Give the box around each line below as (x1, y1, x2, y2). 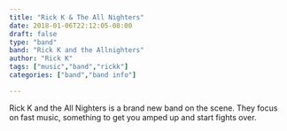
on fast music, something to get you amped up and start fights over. (9, 112, 257, 122)
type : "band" (9, 37, 58, 47)
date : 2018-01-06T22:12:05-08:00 (9, 21, 133, 30)
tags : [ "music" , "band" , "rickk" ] (9, 63, 128, 72)
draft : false (9, 29, 58, 38)
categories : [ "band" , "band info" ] (9, 71, 137, 80)
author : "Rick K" (9, 54, 74, 63)
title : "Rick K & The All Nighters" (9, 12, 144, 22)
